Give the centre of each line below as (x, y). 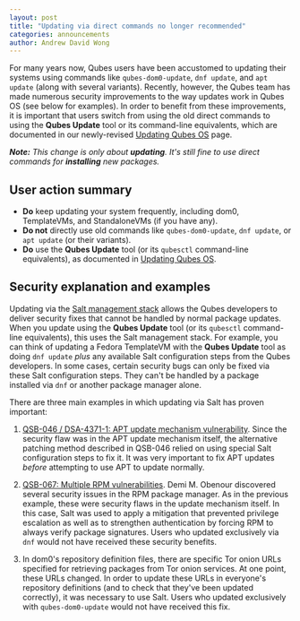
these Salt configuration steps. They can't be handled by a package (134, 375)
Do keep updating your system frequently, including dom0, (131, 211)
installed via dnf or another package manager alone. (105, 384)
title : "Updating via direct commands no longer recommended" (128, 26)
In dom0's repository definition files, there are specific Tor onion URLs (152, 559)
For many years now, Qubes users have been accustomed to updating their (148, 68)
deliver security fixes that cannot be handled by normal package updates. (146, 318)
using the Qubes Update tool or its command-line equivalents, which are (143, 125)
